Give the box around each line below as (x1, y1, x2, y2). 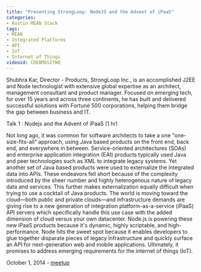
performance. (6, 228, 40, 235)
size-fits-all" (6, 138, 37, 145)
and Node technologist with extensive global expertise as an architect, (6, 82, 181, 89)
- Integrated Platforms (6, 37, 66, 43)
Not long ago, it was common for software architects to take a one (6, 131, 171, 139)
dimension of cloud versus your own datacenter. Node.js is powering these (6, 215, 193, 222)
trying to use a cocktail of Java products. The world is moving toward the (6, 189, 188, 196)
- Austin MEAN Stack (6, 20, 59, 26)
